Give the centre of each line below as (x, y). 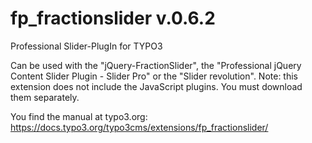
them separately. (45, 97)
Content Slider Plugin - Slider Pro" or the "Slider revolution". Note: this (154, 76)
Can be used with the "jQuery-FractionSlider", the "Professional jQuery (156, 65)
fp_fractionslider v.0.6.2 (113, 18)
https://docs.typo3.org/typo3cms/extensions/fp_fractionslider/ (139, 127)
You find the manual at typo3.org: (79, 116)
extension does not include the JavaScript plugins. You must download (156, 86)
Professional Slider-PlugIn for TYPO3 (86, 46)
